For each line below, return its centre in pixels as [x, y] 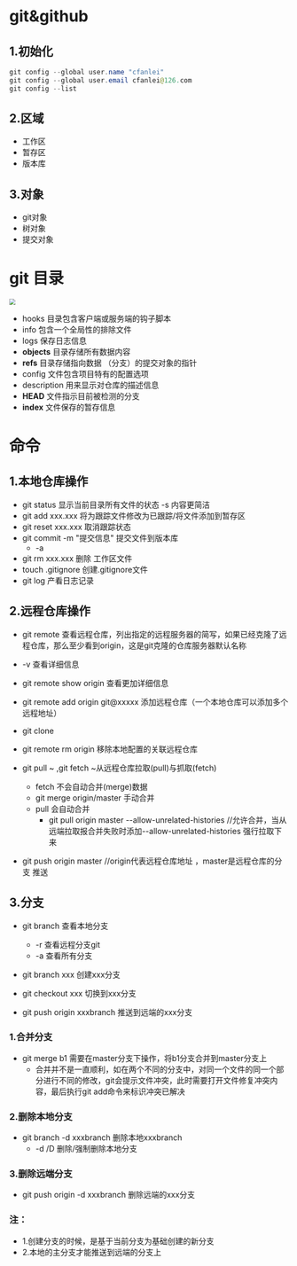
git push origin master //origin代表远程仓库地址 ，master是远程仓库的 [148, 861]
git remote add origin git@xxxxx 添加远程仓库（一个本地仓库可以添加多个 [155, 701]
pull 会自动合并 [63, 809]
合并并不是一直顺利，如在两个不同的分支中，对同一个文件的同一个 [156, 1069]
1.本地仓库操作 [49, 482]
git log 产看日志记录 [58, 580]
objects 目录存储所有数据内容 [76, 351]
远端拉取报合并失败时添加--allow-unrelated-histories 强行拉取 [161, 831]
